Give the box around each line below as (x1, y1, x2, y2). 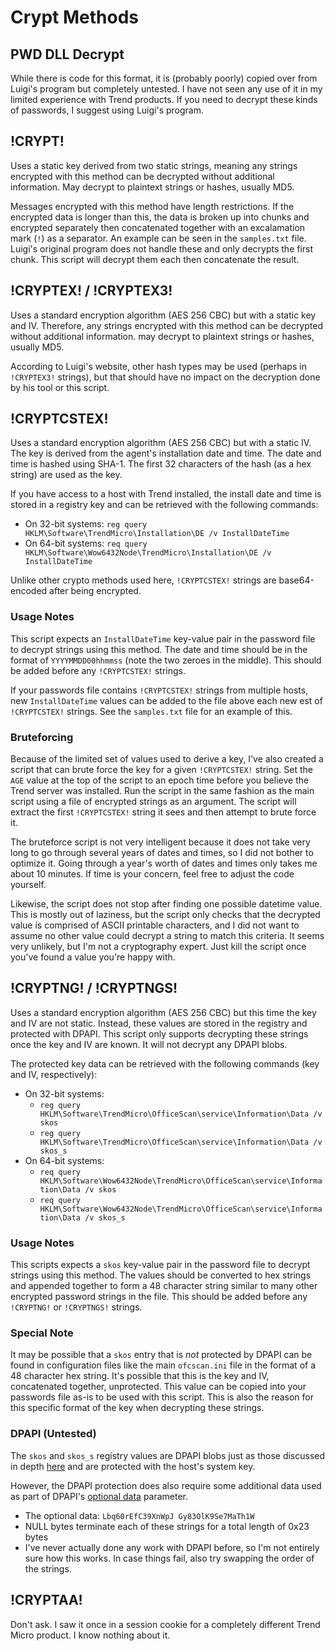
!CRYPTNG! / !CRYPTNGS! (10, 980, 178, 997)
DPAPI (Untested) (10, 1427, 97, 1441)
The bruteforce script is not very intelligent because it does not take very (10, 836, 311, 848)
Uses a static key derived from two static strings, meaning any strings (10, 159, 298, 171)
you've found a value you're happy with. (10, 951, 176, 963)
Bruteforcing (10, 730, 74, 744)
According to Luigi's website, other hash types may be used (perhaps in (10, 360, 307, 372)
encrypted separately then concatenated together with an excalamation (10, 221, 306, 233)
